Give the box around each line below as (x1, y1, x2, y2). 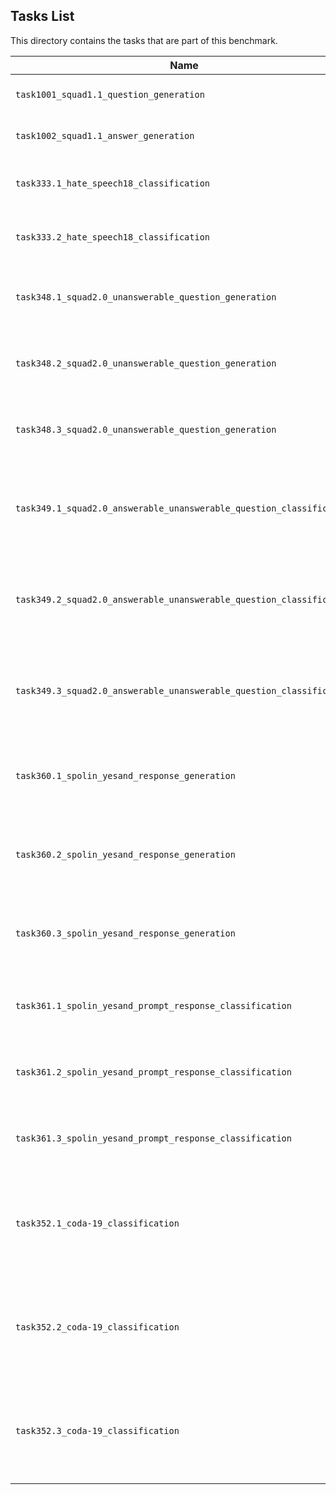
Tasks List (10, 8, 75, 25)
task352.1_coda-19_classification (15, 1217, 180, 1229)
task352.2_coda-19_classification (15, 1321, 180, 1333)
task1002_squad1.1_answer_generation (15, 130, 195, 141)
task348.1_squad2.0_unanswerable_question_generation (15, 291, 277, 303)
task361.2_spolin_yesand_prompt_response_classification (15, 1066, 292, 1078)
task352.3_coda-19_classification (15, 1425, 180, 1436)
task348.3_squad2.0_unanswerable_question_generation (15, 424, 277, 435)
